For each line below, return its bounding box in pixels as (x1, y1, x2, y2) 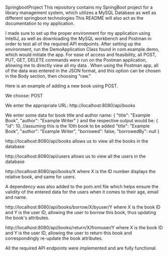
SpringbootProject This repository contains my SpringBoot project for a (5, 5, 153, 10)
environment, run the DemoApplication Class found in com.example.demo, (5, 46, 159, 52)
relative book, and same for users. (5, 174, 76, 180)
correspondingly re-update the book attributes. (5, 235, 103, 241)
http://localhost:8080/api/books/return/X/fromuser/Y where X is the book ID (5, 225, 163, 230)
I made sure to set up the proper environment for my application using (5, 30, 150, 36)
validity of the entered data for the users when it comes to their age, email (5, 189, 159, 195)
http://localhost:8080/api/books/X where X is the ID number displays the (5, 169, 156, 174)
